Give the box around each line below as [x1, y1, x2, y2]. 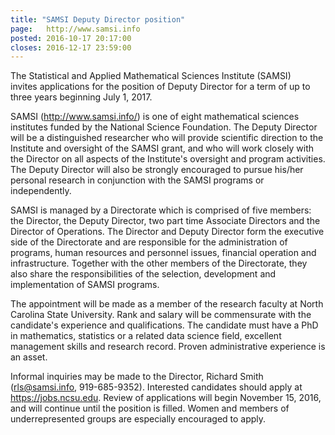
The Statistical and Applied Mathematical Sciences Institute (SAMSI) [10, 70, 292, 82]
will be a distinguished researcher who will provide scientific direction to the [10, 132, 324, 144]
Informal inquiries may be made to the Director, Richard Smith [10, 371, 264, 383]
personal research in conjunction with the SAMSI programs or [10, 174, 265, 186]
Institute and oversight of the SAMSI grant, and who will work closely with [10, 142, 315, 155]
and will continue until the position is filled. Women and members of [10, 402, 290, 415]
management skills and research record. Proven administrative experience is [10, 341, 326, 353]
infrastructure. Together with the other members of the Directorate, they [10, 257, 308, 270]
